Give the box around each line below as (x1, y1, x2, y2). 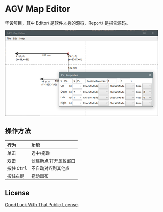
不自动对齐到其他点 (31, 165, 70, 171)
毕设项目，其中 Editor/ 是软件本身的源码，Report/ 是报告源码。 (5, 20, 130, 26)
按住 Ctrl (7, 165, 28, 171)
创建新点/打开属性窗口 (31, 158, 76, 163)
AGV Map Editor (5, 3, 71, 15)
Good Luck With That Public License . (5, 201, 79, 207)
